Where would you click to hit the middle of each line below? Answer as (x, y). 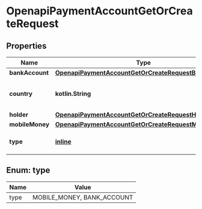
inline (63, 142)
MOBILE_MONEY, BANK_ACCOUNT (83, 197)
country (21, 94)
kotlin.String (73, 94)
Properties (26, 46)
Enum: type (28, 170)
